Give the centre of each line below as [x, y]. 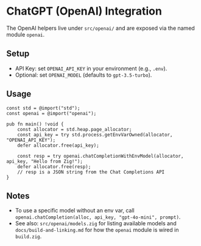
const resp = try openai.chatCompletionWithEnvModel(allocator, [100, 156]
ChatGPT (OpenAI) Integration [84, 11]
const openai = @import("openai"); [51, 113]
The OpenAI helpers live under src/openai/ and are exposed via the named [100, 28]
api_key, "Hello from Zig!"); [45, 161]
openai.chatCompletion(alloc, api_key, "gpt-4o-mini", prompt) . [98, 217]
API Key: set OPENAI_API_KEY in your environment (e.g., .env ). [91, 68]
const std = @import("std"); [43, 108]
